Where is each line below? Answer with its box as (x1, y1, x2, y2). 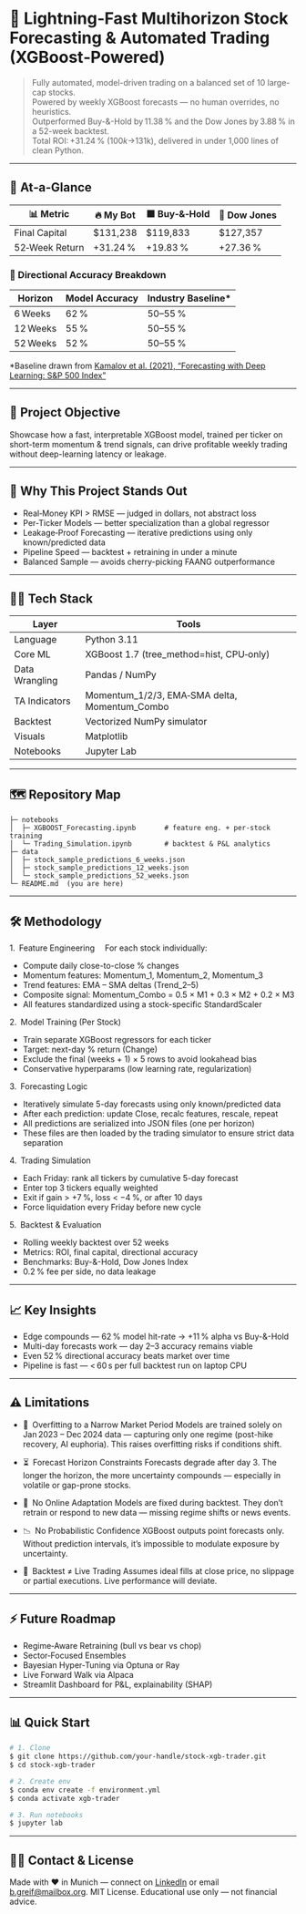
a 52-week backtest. (31, 125, 109, 136)
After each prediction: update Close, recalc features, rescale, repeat (22, 1108, 279, 1119)
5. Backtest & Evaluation (9, 1219, 102, 1230)
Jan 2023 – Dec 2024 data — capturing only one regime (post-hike (22, 1428, 273, 1439)
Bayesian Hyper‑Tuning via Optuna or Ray (22, 1659, 180, 1671)
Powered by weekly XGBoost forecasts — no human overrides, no (31, 96, 280, 108)
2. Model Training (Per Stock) (9, 1016, 121, 1028)
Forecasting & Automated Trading (9, 27, 270, 48)
